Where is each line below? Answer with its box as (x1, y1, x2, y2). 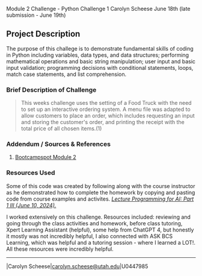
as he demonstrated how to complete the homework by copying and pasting (6, 189, 195, 196)
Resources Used (6, 169, 55, 177)
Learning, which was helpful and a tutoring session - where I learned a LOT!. (6, 239, 196, 246)
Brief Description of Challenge (6, 86, 97, 94)
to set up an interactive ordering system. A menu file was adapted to (20, 105, 191, 113)
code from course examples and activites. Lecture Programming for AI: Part (6, 195, 194, 202)
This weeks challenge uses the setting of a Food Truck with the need (20, 99, 192, 107)
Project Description (6, 29, 81, 39)
